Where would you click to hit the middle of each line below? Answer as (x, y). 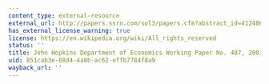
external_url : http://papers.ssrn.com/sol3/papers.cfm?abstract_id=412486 (136, 23)
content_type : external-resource (64, 16)
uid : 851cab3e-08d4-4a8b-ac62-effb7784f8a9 (82, 61)
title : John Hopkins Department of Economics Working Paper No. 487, (127, 53)
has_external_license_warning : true (69, 30)
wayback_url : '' (35, 68)
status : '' (26, 46)
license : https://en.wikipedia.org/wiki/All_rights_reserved (112, 38)
